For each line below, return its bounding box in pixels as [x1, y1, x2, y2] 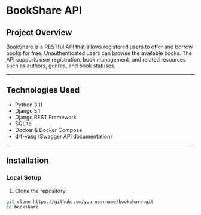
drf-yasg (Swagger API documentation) [14, 133, 112, 140]
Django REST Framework [14, 113, 77, 121]
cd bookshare [6, 204, 39, 210]
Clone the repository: [14, 187, 68, 194]
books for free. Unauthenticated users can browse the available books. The [6, 50, 193, 57]
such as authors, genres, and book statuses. [6, 62, 116, 69]
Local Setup [6, 174, 42, 182]
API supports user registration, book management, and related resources [6, 56, 186, 63]
